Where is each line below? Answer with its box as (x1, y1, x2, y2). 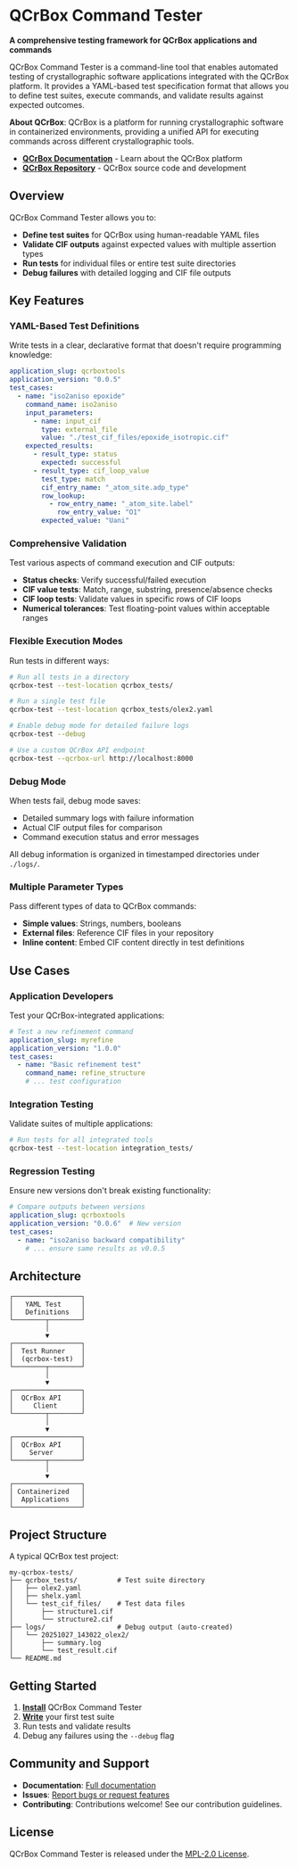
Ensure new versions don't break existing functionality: (9, 1185, 211, 1196)
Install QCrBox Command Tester (21, 1702, 143, 1713)
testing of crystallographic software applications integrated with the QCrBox (9, 70, 290, 81)
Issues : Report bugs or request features (21, 1789, 170, 1800)
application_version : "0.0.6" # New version (9, 1219, 181, 1228)
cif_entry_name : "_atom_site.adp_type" (41, 483, 190, 492)
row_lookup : (41, 492, 87, 500)
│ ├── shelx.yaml (9, 1591, 82, 1601)
